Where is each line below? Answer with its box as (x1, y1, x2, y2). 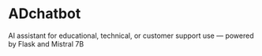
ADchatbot (8, 5, 81, 23)
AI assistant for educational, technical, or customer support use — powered (8, 31, 254, 40)
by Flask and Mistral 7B (8, 39, 84, 48)
